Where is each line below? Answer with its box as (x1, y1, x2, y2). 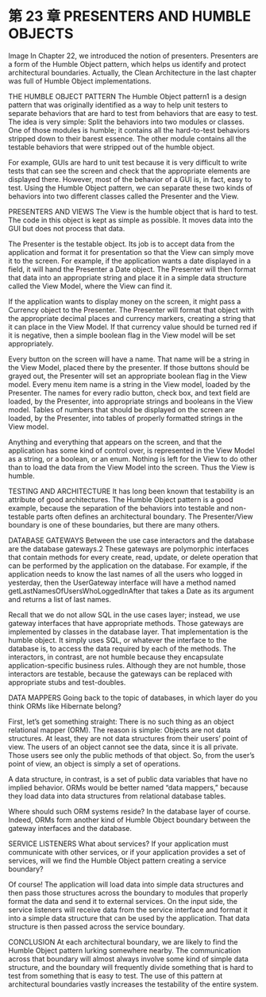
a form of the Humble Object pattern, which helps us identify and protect (8, 59, 246, 68)
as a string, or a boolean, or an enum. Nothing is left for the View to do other (8, 454, 258, 463)
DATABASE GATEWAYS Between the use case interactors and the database (8, 535, 255, 545)
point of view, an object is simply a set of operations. (8, 759, 181, 768)
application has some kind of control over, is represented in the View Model (8, 446, 256, 455)
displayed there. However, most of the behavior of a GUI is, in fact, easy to (8, 174, 252, 184)
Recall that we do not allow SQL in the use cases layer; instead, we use (8, 609, 241, 620)
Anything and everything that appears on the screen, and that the (8, 437, 222, 446)
